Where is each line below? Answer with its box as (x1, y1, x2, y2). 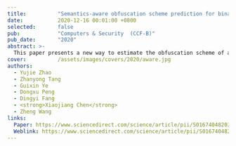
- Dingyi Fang (13, 95, 55, 102)
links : (7, 114, 27, 121)
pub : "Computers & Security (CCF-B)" (7, 29, 156, 37)
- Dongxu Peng (13, 88, 55, 95)
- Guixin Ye (13, 82, 49, 89)
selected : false (7, 23, 74, 30)
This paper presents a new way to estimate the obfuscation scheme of (13, 50, 225, 57)
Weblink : (13, 128, 39, 135)
